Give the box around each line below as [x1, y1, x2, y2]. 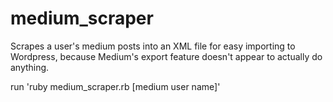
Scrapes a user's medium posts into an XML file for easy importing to [10, 40, 296, 52]
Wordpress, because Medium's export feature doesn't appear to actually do [10, 50, 323, 62]
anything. [10, 61, 50, 73]
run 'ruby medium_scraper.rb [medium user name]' [10, 80, 221, 92]
